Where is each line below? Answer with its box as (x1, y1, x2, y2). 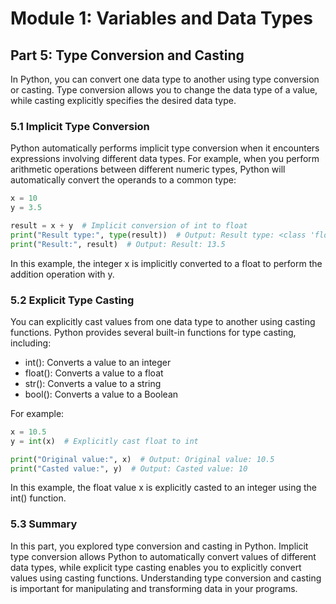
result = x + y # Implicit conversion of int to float (10, 221, 248, 231)
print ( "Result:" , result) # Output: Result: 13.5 (10, 239, 226, 249)
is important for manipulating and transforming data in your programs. (10, 582, 298, 594)
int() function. (10, 492, 67, 504)
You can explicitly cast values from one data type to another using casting (10, 315, 316, 327)
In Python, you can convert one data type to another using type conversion (10, 73, 320, 85)
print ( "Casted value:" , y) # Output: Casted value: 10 (10, 463, 248, 474)
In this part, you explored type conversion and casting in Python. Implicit (10, 540, 309, 552)
